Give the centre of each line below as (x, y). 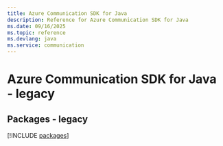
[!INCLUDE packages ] (38, 135)
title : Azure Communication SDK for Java (67, 13)
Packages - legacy (47, 119)
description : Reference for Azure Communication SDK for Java (98, 20)
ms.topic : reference (37, 33)
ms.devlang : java (32, 39)
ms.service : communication (46, 45)
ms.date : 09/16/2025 (37, 26)
